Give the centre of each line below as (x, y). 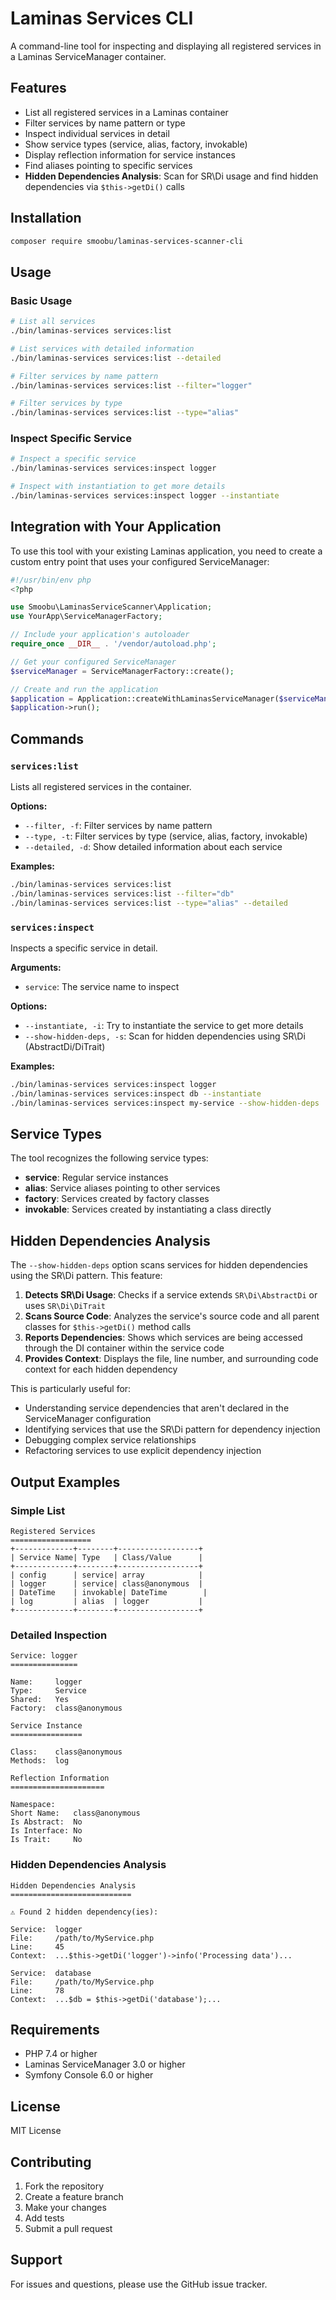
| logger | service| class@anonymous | (106, 1583)
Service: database (51, 1973)
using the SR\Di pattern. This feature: (86, 1276)
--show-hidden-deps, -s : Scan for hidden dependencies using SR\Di (165, 1036)
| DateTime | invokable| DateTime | (109, 1592)
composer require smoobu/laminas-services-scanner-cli (127, 241)
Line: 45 (37, 1947)
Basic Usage (41, 300)
